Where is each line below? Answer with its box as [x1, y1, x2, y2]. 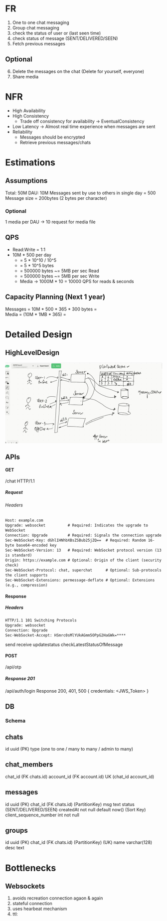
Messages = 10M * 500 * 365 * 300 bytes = [5, 306, 97, 312]
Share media [12, 73, 39, 80]
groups [5, 826, 28, 835]
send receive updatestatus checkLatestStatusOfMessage [5, 641, 123, 647]
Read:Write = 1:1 [12, 246, 46, 252]
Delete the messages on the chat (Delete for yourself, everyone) [12, 68, 145, 74]
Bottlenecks [5, 862, 56, 874]
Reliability [12, 129, 32, 135]
